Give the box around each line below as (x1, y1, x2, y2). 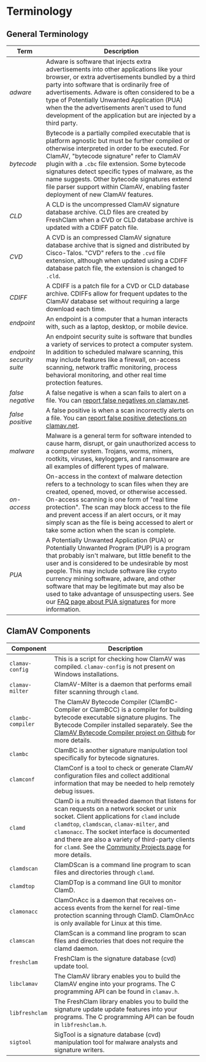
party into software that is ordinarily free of (45, 81, 170, 88)
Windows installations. (54, 670, 119, 678)
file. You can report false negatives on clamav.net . (45, 396, 190, 404)
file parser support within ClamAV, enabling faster (45, 183, 189, 191)
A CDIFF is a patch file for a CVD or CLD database (45, 281, 189, 290)
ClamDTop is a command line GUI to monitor (54, 878, 182, 886)
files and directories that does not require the (54, 936, 184, 945)
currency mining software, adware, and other (45, 575, 176, 583)
